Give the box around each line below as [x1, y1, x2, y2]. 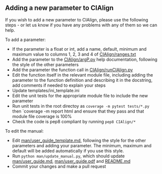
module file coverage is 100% [12, 113, 72, 119]
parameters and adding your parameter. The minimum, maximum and [12, 142, 152, 148]
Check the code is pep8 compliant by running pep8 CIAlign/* [12, 118, 136, 124]
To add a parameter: [5, 37, 46, 42]
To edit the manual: [5, 128, 44, 134]
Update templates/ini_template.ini [12, 87, 80, 93]
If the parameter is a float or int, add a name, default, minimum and [12, 46, 147, 52]
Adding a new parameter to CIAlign [5, 4, 114, 12]
